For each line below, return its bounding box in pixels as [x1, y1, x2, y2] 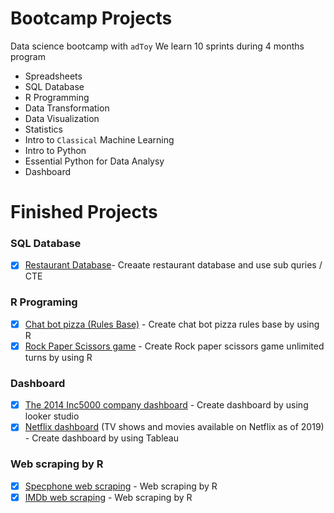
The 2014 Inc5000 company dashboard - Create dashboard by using [24, 399, 309, 411]
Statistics [24, 123, 64, 135]
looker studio [24, 410, 80, 422]
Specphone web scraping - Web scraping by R [24, 480, 218, 492]
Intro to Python [24, 144, 87, 156]
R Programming [24, 91, 90, 103]
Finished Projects [10, 201, 158, 224]
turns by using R [24, 351, 93, 363]
